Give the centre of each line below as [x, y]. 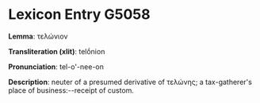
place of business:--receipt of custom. [71, 90]
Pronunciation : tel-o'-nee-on [56, 66]
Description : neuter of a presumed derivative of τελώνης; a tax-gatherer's [130, 82]
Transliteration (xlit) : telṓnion [57, 51]
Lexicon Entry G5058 [79, 15]
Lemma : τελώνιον [38, 36]
